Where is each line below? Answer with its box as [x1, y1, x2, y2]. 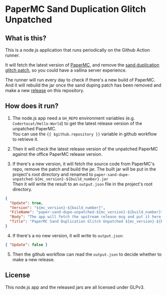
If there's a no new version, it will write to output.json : [12, 232, 124, 238]
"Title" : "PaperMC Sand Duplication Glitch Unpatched [9, 219, 123, 224]
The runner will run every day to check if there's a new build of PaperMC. [5, 77, 156, 83]
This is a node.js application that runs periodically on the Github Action [5, 47, 150, 53]
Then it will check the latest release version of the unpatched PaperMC [12, 146, 158, 152]
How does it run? [5, 102, 59, 110]
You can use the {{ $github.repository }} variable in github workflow [12, 131, 158, 137]
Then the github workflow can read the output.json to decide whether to [12, 251, 162, 257]
